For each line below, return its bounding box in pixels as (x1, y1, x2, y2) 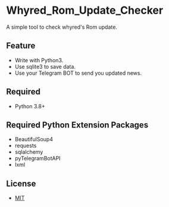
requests (14, 142, 37, 150)
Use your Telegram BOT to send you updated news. (14, 69, 142, 77)
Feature (6, 41, 36, 51)
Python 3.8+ (14, 102, 46, 109)
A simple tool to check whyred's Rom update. (6, 23, 118, 31)
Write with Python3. (14, 56, 64, 63)
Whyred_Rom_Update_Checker (6, 4, 164, 17)
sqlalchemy (14, 148, 43, 156)
